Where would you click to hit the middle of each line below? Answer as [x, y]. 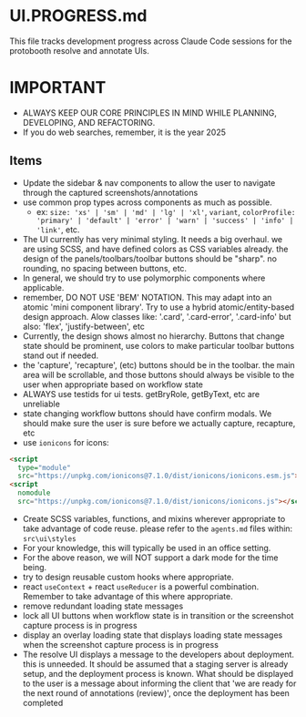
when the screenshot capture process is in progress [120, 644]
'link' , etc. [58, 230]
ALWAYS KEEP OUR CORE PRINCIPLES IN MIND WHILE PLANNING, [150, 113]
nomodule [34, 493]
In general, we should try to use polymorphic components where [144, 278]
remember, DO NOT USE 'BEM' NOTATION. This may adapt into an [147, 297]
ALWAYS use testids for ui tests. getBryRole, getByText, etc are [141, 394]
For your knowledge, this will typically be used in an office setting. [147, 548]
